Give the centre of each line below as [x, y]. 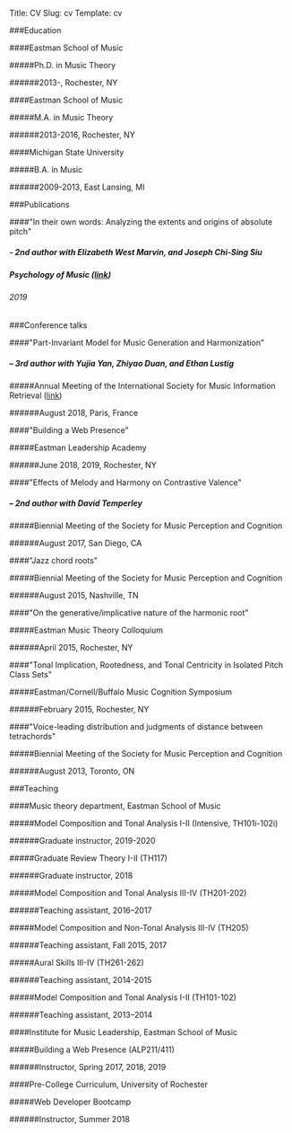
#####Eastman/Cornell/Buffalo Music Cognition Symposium [121, 692]
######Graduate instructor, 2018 [71, 875]
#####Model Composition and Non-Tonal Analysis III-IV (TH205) [129, 927]
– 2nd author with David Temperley [76, 503]
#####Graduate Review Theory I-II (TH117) [89, 858]
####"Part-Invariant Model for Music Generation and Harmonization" [137, 342]
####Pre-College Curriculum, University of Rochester [109, 1084]
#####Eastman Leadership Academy [78, 447]
